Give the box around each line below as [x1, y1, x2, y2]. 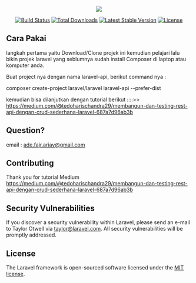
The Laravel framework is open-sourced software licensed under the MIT [6, 264, 184, 271]
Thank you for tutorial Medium [6, 174, 79, 181]
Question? [6, 125, 45, 135]
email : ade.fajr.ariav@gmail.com [6, 141, 85, 148]
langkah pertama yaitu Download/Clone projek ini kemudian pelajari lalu [6, 49, 180, 56]
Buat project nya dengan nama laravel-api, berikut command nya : [6, 73, 167, 80]
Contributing [6, 158, 54, 168]
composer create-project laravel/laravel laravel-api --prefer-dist [6, 84, 161, 91]
